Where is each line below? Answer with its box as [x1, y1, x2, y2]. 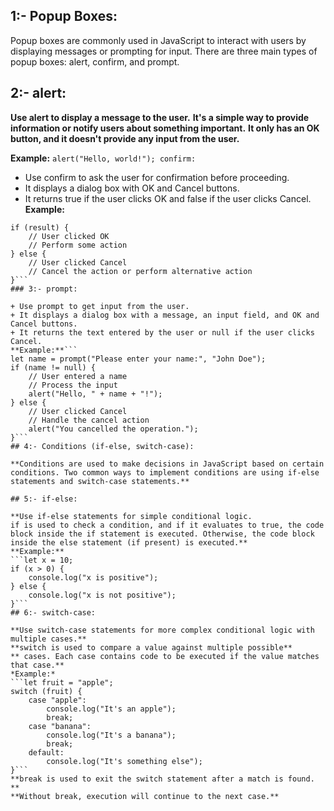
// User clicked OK [28, 231, 110, 241]
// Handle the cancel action [28, 415, 150, 425]
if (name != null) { [10, 362, 97, 373]
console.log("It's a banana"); [46, 730, 177, 740]
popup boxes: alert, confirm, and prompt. [10, 55, 180, 68]
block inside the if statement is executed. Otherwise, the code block [10, 529, 315, 539]
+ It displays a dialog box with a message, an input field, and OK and [10, 310, 320, 320]
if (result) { [10, 222, 70, 233]
